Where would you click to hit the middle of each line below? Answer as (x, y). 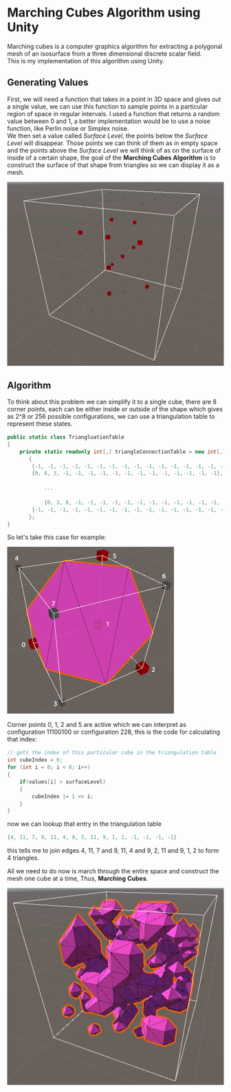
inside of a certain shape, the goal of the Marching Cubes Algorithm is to (112, 157)
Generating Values (48, 83)
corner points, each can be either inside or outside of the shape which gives (115, 409)
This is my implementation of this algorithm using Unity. (86, 61)
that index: (22, 739)
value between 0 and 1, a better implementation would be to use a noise (109, 121)
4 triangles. (23, 858)
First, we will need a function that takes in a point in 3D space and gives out (114, 99)
